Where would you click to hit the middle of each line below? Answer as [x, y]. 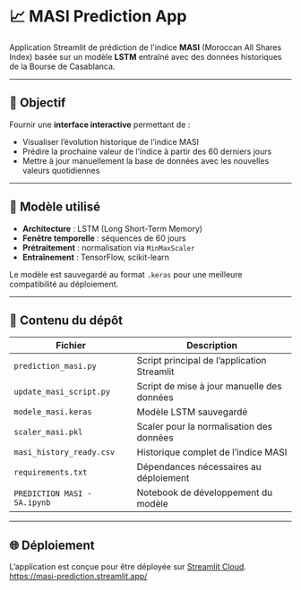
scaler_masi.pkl [48, 432]
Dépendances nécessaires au [199, 467]
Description [212, 346]
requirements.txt [51, 473]
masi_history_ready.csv [64, 453]
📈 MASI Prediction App [98, 17]
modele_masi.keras [53, 412]
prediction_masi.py [55, 366]
